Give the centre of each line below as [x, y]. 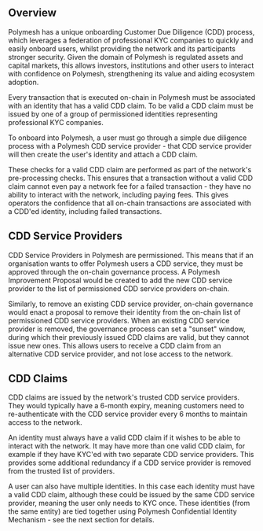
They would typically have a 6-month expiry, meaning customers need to [126, 406]
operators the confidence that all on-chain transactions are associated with [130, 203]
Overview [33, 13]
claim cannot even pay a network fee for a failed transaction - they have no [130, 186]
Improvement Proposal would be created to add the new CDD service [121, 280]
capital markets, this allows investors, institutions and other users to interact [131, 65]
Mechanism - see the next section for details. [81, 520]
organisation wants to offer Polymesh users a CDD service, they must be [126, 264]
